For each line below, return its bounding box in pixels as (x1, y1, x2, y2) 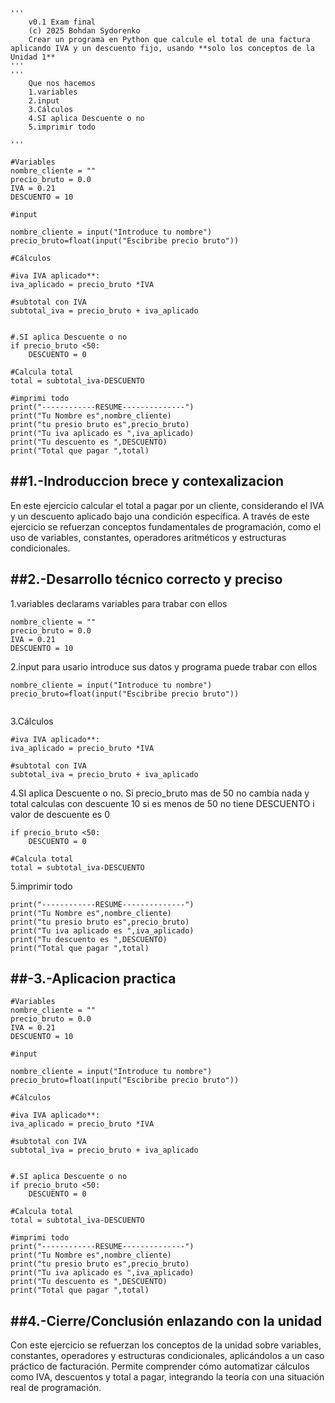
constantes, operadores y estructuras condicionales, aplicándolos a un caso (10, 1350, 325, 1362)
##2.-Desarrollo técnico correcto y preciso (10, 571, 283, 588)
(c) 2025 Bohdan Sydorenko (28, 26, 141, 36)
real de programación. (10, 1382, 102, 1394)
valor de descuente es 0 (10, 808, 111, 820)
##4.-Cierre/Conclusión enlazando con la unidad (10, 1312, 323, 1329)
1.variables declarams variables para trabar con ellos (10, 597, 228, 609)
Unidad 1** (10, 52, 56, 62)
